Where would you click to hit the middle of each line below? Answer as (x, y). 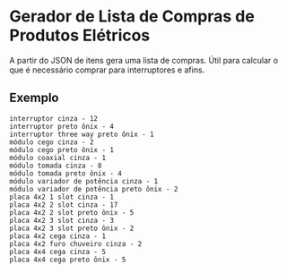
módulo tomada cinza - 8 (56, 166)
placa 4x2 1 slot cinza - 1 (62, 197)
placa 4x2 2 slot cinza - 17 (64, 205)
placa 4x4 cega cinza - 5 (57, 252)
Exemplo (34, 98)
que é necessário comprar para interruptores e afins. (107, 70)
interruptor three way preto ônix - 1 (82, 134)
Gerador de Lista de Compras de (132, 17)
